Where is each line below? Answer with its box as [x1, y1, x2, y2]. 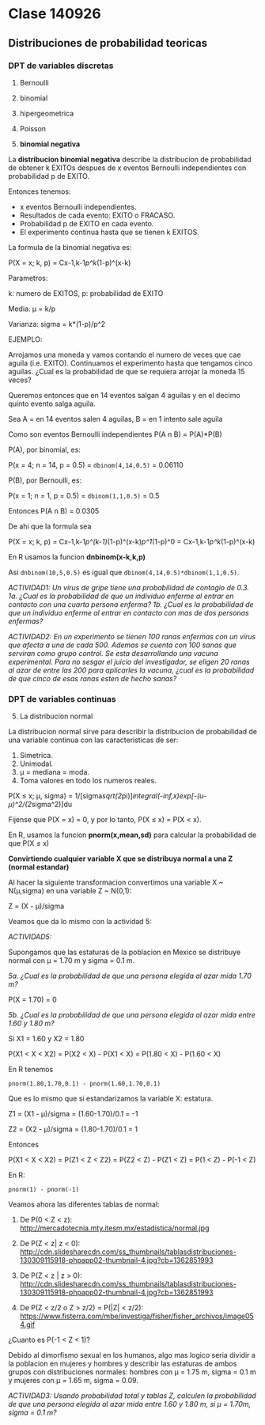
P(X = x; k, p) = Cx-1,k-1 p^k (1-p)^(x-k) [8, 258, 131, 267]
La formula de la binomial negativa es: [8, 242, 132, 252]
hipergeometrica [19, 108, 74, 118]
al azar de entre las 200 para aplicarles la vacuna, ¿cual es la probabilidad [8, 665, 255, 675]
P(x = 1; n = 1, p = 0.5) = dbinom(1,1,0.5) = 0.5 [8, 491, 160, 500]
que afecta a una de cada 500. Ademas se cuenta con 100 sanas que [8, 640, 237, 650]
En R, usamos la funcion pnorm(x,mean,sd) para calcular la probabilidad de [8, 830, 257, 839]
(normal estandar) [8, 862, 70, 872]
